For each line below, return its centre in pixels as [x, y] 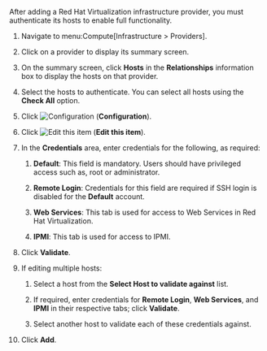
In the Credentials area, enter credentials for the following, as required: [140, 148]
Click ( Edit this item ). [83, 132]
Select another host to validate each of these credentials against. [142, 324]
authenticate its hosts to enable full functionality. [91, 20]
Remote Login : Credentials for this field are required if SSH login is [145, 188]
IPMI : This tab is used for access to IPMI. [102, 236]
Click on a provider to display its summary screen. [105, 52]
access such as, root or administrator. [96, 172]
